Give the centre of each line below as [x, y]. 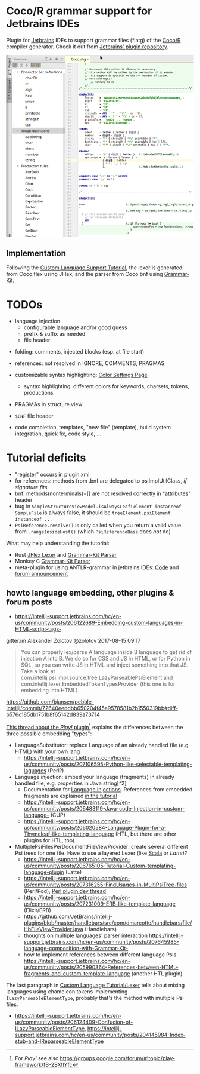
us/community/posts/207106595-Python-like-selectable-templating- [108, 764]
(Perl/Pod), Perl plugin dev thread [65, 891]
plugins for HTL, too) [49, 840]
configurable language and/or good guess [75, 327]
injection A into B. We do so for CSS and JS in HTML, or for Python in [105, 659]
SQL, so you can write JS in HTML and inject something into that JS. [104, 665]
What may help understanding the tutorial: [58, 543]
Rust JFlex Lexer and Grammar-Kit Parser [66, 555]
